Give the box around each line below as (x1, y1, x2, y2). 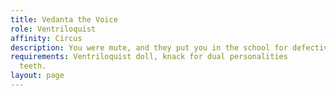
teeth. (19, 61, 47, 71)
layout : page (10, 71, 65, 81)
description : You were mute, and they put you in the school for (10, 42, 288, 53)
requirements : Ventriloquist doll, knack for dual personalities (10, 52, 288, 62)
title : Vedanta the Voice (10, 14, 118, 25)
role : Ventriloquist (10, 24, 97, 34)
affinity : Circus (10, 33, 83, 43)
